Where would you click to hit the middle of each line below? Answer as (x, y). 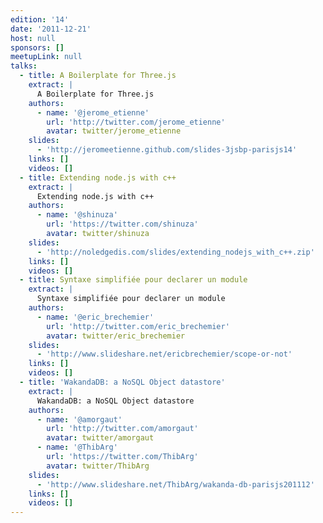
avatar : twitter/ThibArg (98, 466)
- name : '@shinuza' (77, 215)
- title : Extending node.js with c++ (98, 177)
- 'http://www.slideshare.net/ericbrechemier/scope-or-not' (164, 354)
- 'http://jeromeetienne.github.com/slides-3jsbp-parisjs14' (167, 150)
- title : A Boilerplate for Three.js (98, 76)
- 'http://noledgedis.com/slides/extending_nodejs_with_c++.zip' (175, 252)
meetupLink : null (46, 57)
